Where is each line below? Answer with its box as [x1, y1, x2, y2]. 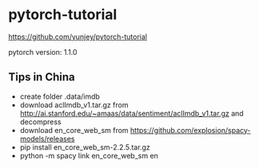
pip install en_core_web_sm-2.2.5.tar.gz [19, 142, 150, 152]
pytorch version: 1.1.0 [8, 47, 78, 57]
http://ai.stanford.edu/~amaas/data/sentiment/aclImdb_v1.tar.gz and [19, 108, 244, 118]
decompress [19, 117, 62, 127]
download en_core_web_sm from [19, 125, 129, 135]
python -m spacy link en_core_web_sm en [19, 150, 158, 160]
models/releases [19, 134, 75, 143]
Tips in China [8, 70, 75, 84]
